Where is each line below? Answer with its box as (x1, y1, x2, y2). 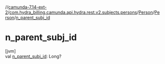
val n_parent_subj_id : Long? (5, 53, 62, 59)
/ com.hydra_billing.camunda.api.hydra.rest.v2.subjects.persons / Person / (7, 9, 155, 15)
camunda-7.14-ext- (8, 4, 47, 10)
